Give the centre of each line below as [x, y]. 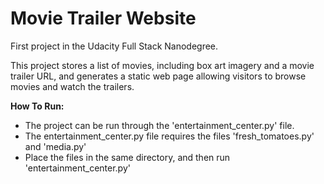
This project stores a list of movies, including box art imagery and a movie [162, 65]
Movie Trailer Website [103, 18]
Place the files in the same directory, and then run [127, 157]
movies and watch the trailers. [72, 86]
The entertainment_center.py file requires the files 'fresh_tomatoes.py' [169, 136]
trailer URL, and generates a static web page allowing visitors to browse [158, 76]
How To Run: [37, 106]
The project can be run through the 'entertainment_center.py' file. [159, 125]
